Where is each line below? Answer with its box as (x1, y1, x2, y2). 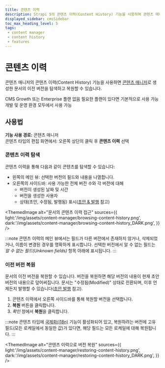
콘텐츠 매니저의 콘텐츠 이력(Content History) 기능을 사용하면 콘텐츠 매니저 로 (5, 79, 152, 85)
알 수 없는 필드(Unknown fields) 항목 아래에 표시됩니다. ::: (5, 247, 117, 254)
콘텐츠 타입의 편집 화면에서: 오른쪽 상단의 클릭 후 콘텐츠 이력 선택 (5, 138, 129, 144)
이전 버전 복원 (5, 261, 36, 268)
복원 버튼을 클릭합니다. (12, 302, 56, 308)
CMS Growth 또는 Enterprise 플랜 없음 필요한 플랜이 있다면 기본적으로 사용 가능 (5, 96, 159, 101)
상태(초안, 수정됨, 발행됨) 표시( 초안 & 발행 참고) (19, 199, 110, 204)
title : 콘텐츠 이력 (5, 7, 40, 12)
